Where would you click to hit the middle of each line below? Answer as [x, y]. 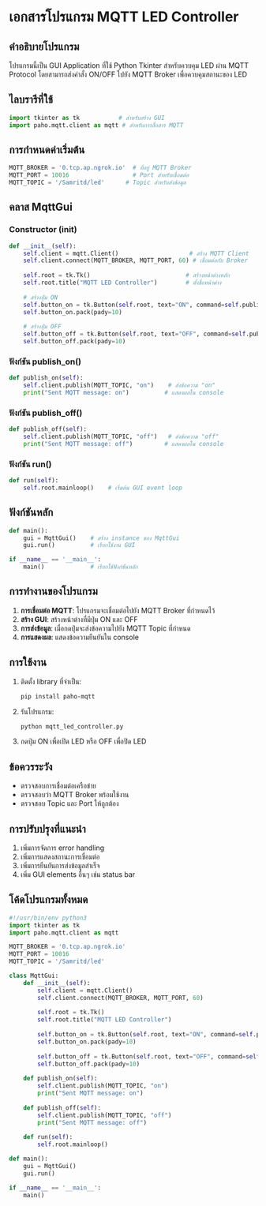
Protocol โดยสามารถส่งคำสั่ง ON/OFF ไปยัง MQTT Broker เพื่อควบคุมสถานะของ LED [128, 74]
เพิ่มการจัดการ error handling [62, 848]
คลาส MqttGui [41, 207]
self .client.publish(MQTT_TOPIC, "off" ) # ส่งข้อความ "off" [121, 437]
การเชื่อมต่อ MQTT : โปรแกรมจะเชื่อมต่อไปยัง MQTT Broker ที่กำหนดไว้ [118, 610]
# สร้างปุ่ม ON [41, 297]
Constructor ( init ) [43, 230]
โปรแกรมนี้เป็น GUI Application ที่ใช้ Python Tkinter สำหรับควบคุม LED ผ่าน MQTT [129, 66]
